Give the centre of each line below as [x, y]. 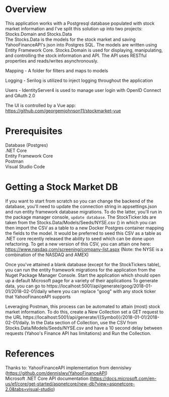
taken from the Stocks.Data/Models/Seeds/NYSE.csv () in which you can [81, 222]
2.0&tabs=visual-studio [30, 389]
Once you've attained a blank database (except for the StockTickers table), [83, 264]
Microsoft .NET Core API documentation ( [48, 378]
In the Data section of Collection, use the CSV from [84, 322]
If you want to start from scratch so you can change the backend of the [79, 201]
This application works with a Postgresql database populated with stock [80, 23]
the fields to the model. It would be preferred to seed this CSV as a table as [83, 233]
